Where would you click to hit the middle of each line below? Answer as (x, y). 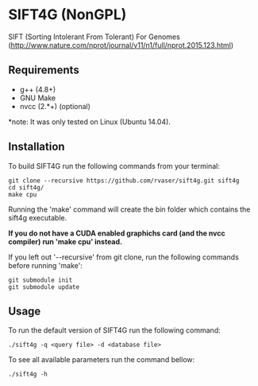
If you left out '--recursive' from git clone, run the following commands (124, 257)
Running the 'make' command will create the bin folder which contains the (129, 209)
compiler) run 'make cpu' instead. (65, 241)
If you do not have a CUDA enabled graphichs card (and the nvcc (117, 233)
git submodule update (44, 287)
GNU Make (38, 98)
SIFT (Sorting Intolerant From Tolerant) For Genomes (94, 37)
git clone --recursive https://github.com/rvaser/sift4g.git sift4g (124, 181)
